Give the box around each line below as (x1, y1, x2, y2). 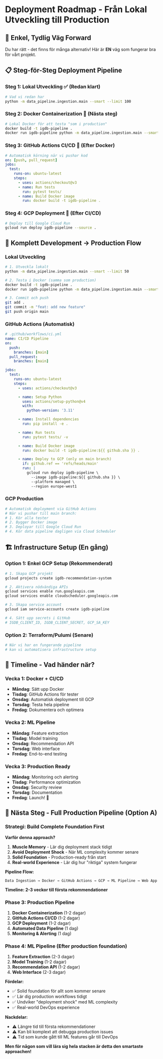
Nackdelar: (5, 1014, 28, 1020)
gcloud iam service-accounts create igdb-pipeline (5, 607, 110, 612)
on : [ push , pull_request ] (5, 158, 57, 162)
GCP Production (5, 495, 44, 502)
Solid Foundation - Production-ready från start (12, 854, 107, 860)
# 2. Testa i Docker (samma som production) (5, 278, 97, 283)
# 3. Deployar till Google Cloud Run (5, 524, 81, 529)
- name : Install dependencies (17, 417, 79, 422)
